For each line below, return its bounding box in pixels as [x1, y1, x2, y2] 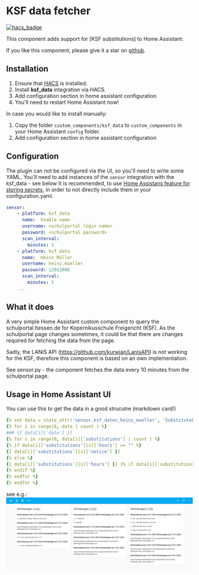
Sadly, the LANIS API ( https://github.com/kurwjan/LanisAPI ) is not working [6, 348, 188, 355]
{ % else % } [6, 455, 33, 461]
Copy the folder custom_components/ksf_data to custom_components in [14, 122, 182, 129]
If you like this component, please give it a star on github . [6, 46, 146, 54]
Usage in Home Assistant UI [6, 389, 111, 400]
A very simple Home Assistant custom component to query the [6, 318, 160, 325]
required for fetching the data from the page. [6, 337, 115, 344]
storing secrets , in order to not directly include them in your [6, 186, 151, 193]
